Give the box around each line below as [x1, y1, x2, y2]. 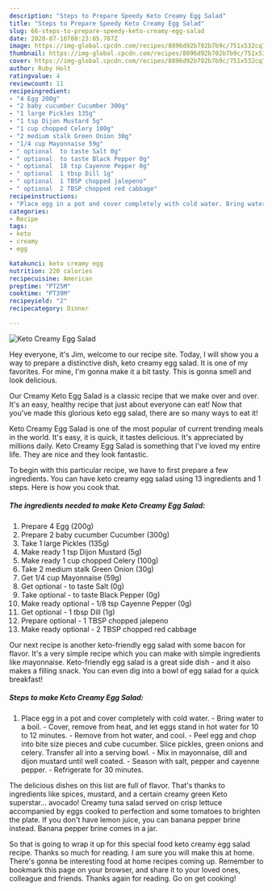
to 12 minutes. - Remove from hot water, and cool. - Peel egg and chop [20, 730, 257, 740]
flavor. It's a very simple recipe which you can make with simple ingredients [9, 648, 261, 658]
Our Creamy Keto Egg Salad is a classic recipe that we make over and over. [9, 391, 259, 400]
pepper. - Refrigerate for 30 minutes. [20, 765, 144, 775]
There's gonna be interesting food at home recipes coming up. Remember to [9, 856, 264, 866]
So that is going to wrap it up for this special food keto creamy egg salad [9, 838, 251, 849]
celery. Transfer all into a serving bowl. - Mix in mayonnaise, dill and [20, 747, 248, 757]
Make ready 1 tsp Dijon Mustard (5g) [20, 547, 142, 556]
